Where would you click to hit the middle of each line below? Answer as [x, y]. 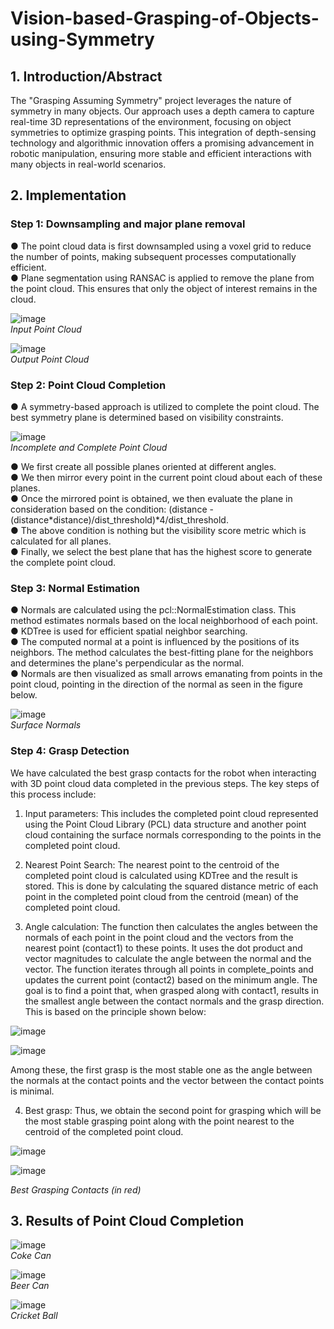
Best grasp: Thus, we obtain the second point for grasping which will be [173, 1110]
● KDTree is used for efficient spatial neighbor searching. [129, 631]
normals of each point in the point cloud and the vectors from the [159, 937]
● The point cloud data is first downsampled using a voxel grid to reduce [161, 246]
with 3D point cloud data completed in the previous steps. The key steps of [165, 783]
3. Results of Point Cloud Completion [127, 1220]
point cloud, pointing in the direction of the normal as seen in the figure [156, 684]
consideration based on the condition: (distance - [112, 509]
